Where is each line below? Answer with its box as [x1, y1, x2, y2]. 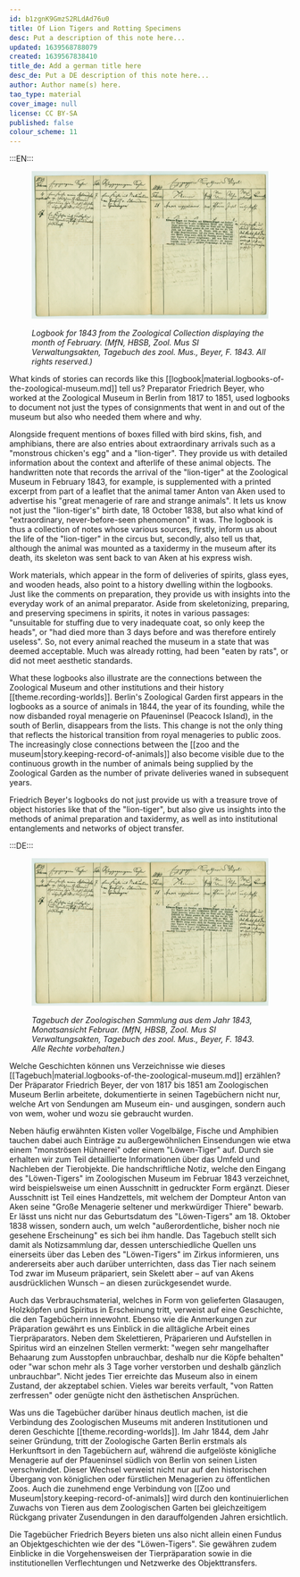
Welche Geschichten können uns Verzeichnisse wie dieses [9, 1060, 226, 1071]
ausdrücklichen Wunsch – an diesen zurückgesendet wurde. [9, 1277, 232, 1288]
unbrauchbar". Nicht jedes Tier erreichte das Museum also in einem [9, 1370, 258, 1381]
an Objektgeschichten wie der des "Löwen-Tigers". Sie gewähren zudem [9, 1539, 277, 1549]
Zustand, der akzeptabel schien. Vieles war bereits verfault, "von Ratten [9, 1380, 274, 1391]
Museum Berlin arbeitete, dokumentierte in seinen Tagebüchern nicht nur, [9, 1089, 281, 1099]
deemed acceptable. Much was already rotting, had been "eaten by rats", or [9, 645, 288, 657]
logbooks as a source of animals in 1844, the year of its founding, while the [9, 700, 286, 711]
